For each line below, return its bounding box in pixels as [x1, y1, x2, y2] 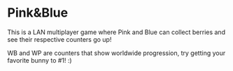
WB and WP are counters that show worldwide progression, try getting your [7, 49, 226, 57]
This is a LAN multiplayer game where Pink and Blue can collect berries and [7, 28, 226, 36]
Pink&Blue [7, 5, 69, 21]
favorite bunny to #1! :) [7, 56, 72, 64]
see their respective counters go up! [7, 35, 112, 43]
